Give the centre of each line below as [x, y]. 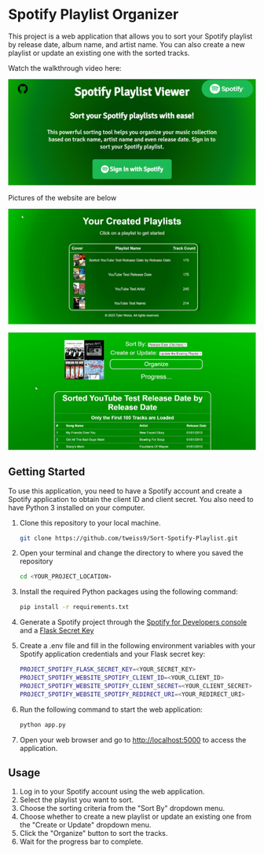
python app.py [42, 724]
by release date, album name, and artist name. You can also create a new [126, 44]
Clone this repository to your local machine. [90, 522]
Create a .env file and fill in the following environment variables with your [137, 646]
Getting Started [47, 472]
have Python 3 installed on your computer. [77, 508]
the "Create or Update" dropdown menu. [85, 825]
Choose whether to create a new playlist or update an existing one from [136, 817]
